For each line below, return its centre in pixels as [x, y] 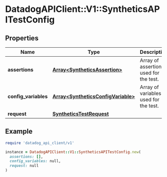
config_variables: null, [35, 161]
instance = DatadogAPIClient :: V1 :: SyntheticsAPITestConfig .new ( [73, 152]
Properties [22, 38]
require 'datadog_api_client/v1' [40, 143]
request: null [24, 166]
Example [19, 132]
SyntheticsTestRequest [81, 114]
